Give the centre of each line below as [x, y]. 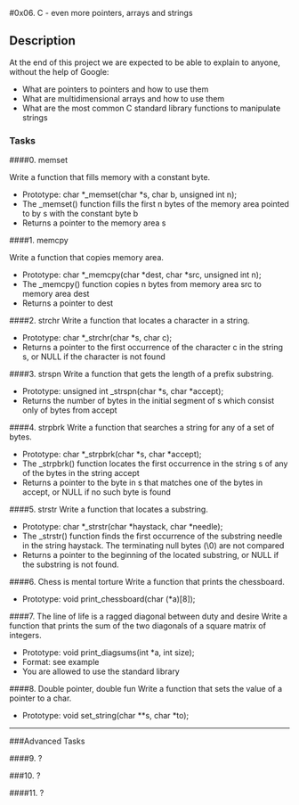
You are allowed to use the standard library [101, 671]
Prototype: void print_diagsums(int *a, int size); [108, 653]
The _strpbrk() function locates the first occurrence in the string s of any [155, 464]
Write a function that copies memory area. [87, 258]
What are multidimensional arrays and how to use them [123, 98]
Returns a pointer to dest [68, 303]
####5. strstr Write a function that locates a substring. [109, 509]
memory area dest [56, 294]
